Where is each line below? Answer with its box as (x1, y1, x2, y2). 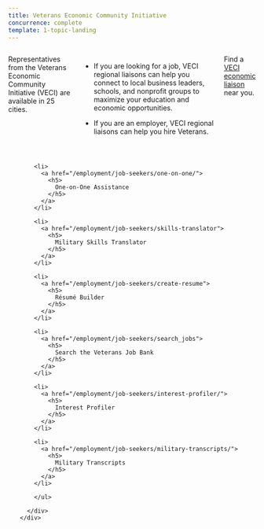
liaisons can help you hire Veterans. (93, 127, 209, 136)
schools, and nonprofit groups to (93, 87, 200, 96)
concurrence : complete (8, 19, 82, 27)
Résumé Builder (54, 294, 104, 301)
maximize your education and (93, 95, 190, 105)
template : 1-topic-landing (8, 26, 97, 34)
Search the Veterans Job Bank (54, 349, 154, 357)
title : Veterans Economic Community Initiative (8, 11, 167, 20)
